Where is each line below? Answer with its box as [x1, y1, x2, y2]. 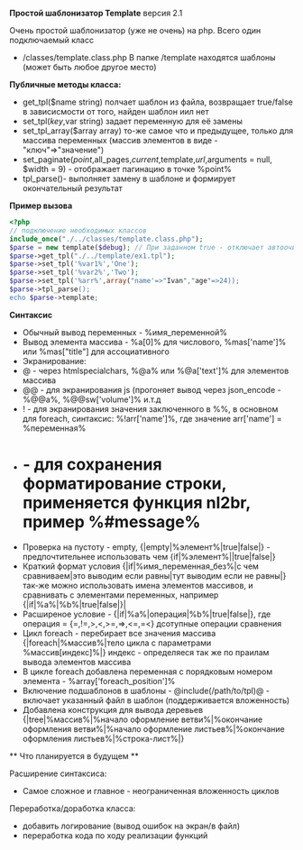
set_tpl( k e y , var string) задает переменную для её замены [22, 116, 243, 126]
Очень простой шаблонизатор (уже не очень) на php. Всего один [9, 25, 262, 35]
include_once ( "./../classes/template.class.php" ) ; [9, 234, 204, 243]
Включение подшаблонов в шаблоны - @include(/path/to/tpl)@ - [22, 685, 271, 696]
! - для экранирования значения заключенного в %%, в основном [22, 403, 279, 414]
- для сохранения [22, 454, 162, 474]
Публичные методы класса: [9, 79, 122, 89]
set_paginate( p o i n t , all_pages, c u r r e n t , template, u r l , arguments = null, [22, 154, 272, 165]
